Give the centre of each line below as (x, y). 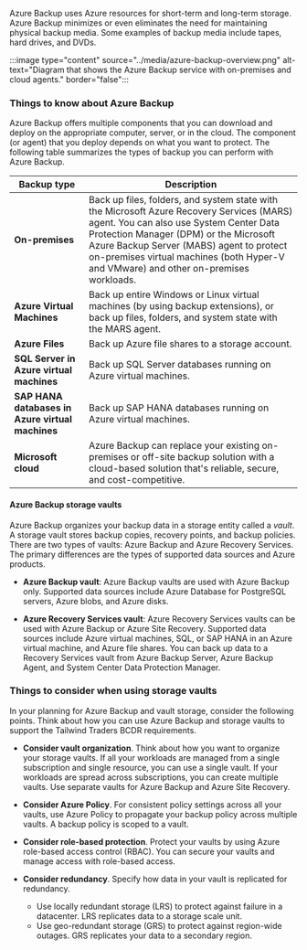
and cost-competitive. (137, 480)
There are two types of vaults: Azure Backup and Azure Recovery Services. (152, 544)
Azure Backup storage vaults (66, 504)
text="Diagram (37, 69)
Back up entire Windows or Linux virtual (174, 294)
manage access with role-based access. (99, 861)
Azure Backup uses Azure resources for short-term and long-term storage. (151, 13)
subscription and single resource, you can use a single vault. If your (150, 767)
